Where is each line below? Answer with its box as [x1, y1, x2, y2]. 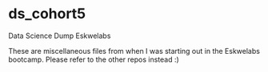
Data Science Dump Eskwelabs [8, 31, 111, 40]
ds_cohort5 [8, 5, 86, 23]
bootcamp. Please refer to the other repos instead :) [8, 55, 180, 64]
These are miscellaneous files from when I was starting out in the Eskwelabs [8, 46, 260, 55]
